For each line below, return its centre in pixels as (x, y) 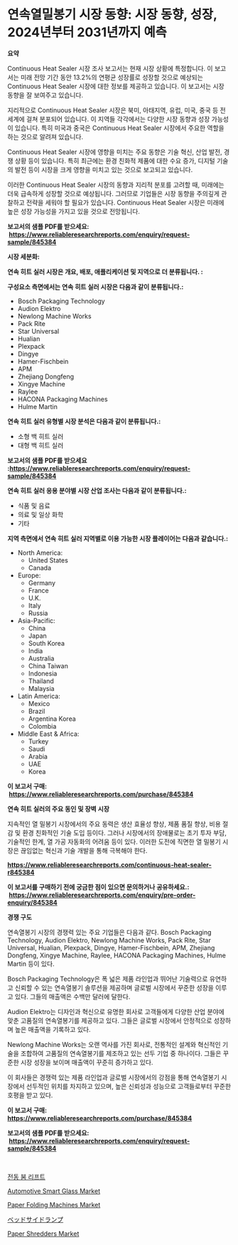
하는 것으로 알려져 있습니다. (45, 136)
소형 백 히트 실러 (40, 436)
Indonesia (43, 673)
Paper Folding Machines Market (54, 1205)
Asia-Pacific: (36, 620)
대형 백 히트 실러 (40, 445)
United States (48, 560)
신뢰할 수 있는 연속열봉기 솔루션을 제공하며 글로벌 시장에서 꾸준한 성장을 (114, 987)
